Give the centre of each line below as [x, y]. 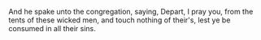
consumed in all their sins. [52, 28]
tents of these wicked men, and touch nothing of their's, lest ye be [120, 20]
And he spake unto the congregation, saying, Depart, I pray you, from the [131, 12]
